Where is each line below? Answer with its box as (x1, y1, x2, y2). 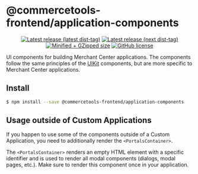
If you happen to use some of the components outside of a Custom (6, 131, 170, 138)
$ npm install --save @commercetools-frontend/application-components (6, 99, 184, 105)
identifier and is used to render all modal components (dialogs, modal (6, 155, 176, 162)
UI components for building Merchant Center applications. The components (6, 53, 191, 60)
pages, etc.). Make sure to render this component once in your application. (6, 161, 189, 169)
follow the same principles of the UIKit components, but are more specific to (6, 60, 193, 67)
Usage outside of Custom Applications (6, 115, 152, 125)
